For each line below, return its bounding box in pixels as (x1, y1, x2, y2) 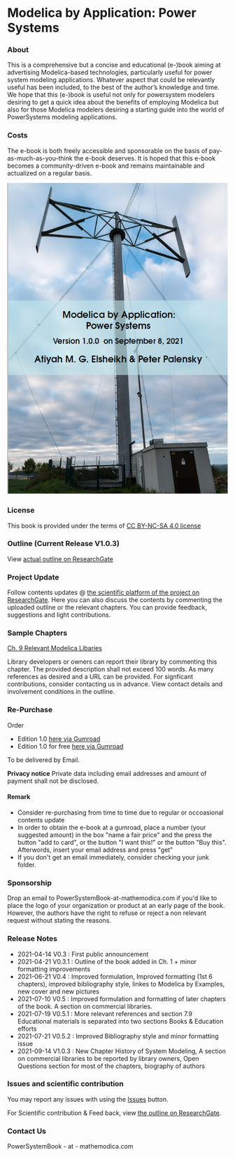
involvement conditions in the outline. (7, 688, 115, 696)
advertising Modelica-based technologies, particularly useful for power (7, 68, 213, 76)
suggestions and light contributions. (7, 610, 111, 619)
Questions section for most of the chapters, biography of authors (17, 1062, 205, 1070)
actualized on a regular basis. (7, 168, 92, 177)
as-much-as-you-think (7, 154, 73, 162)
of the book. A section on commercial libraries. (17, 1002, 152, 1010)
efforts (17, 1024, 37, 1033)
